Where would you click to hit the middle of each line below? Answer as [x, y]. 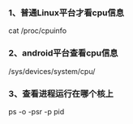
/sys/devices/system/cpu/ [52, 71]
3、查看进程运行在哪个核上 [61, 93]
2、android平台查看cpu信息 [63, 53]
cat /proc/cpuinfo [38, 31]
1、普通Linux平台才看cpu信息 [66, 12]
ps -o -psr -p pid [36, 111]
